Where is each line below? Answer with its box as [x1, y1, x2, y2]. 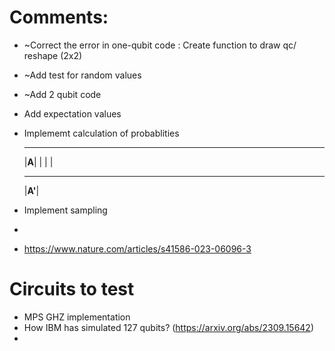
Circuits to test [9, 278, 135, 301]
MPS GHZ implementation [23, 311, 131, 323]
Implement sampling [23, 204, 108, 216]
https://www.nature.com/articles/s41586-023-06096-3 [23, 242, 252, 255]
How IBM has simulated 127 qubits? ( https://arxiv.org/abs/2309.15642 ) [23, 321, 315, 333]
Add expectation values [23, 107, 122, 120]
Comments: [9, 6, 109, 29]
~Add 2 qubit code [23, 88, 102, 100]
